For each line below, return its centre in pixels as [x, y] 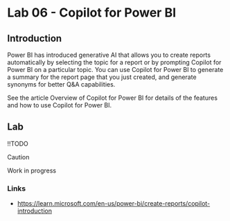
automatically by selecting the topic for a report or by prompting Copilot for [114, 62]
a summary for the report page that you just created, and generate [102, 77]
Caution [18, 157]
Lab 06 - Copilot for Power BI [92, 13]
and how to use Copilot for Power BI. [60, 105]
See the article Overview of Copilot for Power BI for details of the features [113, 98]
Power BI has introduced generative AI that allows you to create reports [109, 55]
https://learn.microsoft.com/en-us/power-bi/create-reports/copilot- [114, 204]
